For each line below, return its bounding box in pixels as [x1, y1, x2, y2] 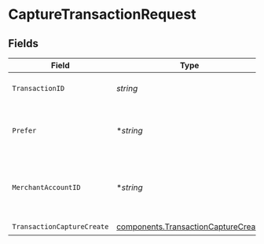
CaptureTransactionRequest [8, 5, 196, 24]
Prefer [12, 126, 37, 135]
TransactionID [12, 84, 65, 93]
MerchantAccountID [12, 183, 81, 191]
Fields [8, 37, 39, 50]
